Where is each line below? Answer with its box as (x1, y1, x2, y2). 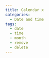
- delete (10, 45, 28, 50)
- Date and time (10, 17, 44, 22)
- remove (10, 40, 28, 45)
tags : (5, 21, 17, 27)
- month (10, 36, 26, 41)
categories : (5, 12, 30, 17)
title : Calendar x (5, 7, 44, 13)
